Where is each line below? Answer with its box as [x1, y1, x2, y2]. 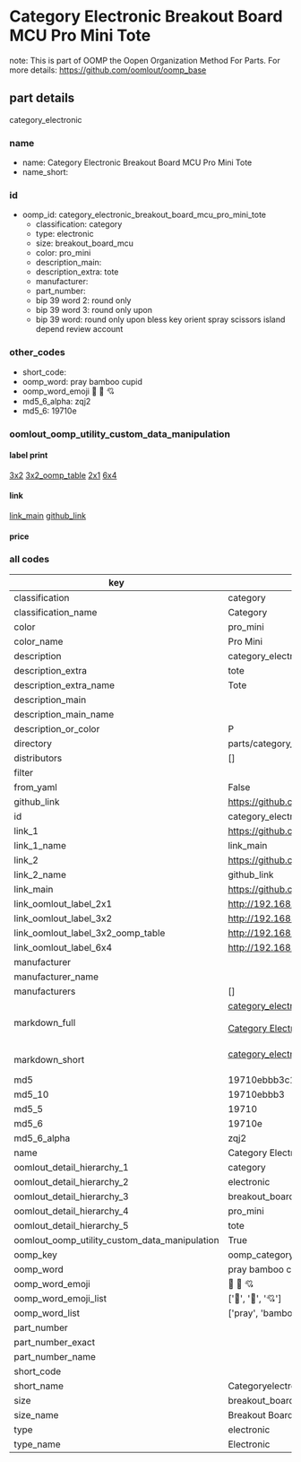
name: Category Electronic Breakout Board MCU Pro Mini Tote [21, 157, 253, 168]
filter [13, 766, 34, 779]
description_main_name [13, 708, 115, 720]
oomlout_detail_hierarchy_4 [13, 1205, 129, 1217]
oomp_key [13, 1249, 58, 1261]
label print [9, 450, 48, 461]
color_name [13, 635, 64, 648]
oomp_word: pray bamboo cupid [21, 376, 143, 387]
